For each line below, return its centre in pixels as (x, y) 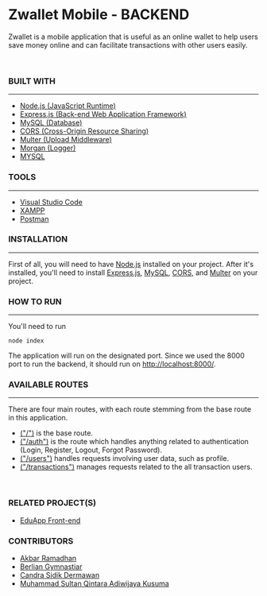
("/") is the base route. (56, 433)
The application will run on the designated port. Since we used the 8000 (126, 356)
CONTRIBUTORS (41, 540)
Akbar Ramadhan (48, 559)
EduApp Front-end (50, 520)
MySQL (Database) (51, 123)
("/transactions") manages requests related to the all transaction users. (136, 467)
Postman (34, 219)
